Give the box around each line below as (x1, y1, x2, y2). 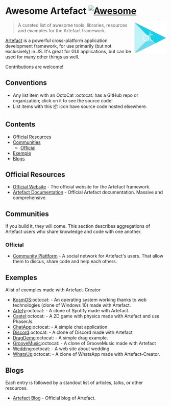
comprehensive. (12, 195, 47, 201)
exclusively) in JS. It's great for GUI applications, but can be (5, 48, 131, 54)
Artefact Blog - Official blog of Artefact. (12, 395, 96, 401)
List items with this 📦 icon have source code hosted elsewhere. (12, 103, 148, 110)
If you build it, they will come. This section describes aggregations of (5, 223, 151, 229)
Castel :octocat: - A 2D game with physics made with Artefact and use (12, 313, 160, 319)
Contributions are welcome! (5, 63, 64, 70)
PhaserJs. (12, 318, 34, 325)
